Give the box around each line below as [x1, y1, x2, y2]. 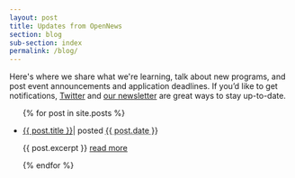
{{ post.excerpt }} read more [22, 143, 129, 154]
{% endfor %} [22, 160, 75, 171]
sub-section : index [9, 38, 83, 48]
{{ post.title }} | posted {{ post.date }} [22, 125, 159, 136]
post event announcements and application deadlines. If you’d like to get [9, 81, 279, 92]
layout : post [9, 13, 58, 22]
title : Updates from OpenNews [9, 22, 123, 31]
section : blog [9, 30, 63, 39]
